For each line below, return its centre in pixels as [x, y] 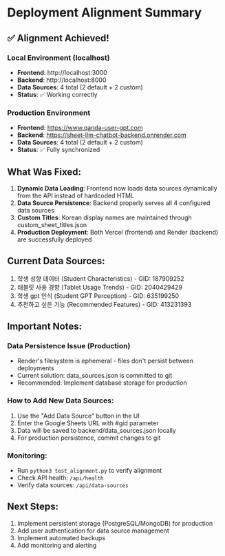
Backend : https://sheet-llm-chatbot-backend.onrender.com [102, 135]
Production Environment [49, 113]
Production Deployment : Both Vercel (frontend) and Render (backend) [118, 232]
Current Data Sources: [56, 261]
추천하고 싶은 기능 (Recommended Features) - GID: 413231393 [104, 304]
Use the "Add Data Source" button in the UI [78, 416]
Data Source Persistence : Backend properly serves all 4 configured [114, 203]
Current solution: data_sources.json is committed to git [95, 376]
